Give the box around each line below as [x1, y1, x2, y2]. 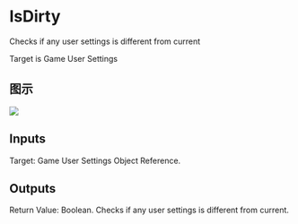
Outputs [9, 181, 57, 196]
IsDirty [9, 6, 61, 27]
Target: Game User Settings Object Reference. [9, 155, 181, 166]
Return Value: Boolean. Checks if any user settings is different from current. [9, 204, 290, 216]
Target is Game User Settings [9, 53, 118, 64]
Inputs [9, 132, 47, 147]
